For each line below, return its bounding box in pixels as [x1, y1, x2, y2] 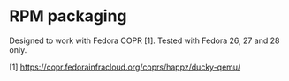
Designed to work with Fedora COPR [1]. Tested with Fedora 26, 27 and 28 [9, 35, 280, 46]
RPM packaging [9, 6, 127, 26]
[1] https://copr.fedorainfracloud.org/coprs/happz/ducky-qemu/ [9, 62, 241, 72]
